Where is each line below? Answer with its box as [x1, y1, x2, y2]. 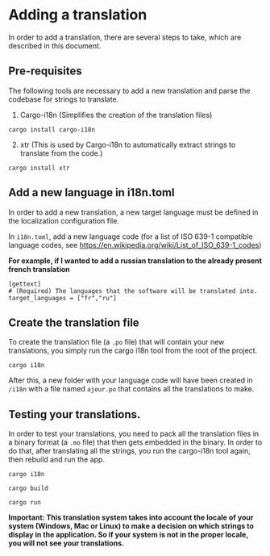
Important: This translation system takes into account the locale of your [8, 512, 254, 522]
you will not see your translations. [8, 538, 125, 548]
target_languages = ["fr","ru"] [8, 294, 117, 302]
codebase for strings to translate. [8, 94, 119, 104]
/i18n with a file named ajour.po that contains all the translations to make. [8, 384, 255, 394]
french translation [8, 264, 70, 274]
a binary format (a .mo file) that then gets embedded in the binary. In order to [8, 437, 263, 447]
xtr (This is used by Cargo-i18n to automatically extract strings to [19, 140, 236, 149]
